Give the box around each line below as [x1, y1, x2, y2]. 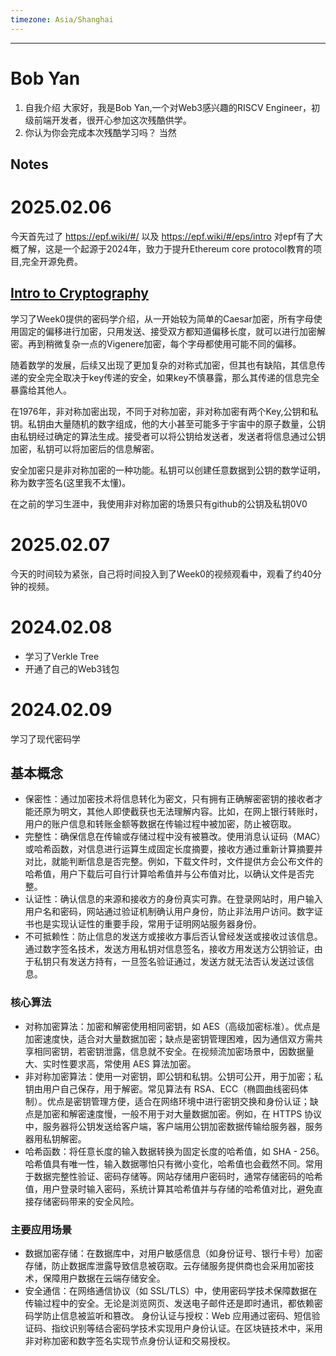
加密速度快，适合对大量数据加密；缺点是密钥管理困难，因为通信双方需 [24, 1032, 315, 1045]
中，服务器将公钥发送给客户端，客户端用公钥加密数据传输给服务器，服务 [24, 1120, 323, 1132]
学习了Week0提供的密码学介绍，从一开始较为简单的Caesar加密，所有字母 [10, 312, 314, 325]
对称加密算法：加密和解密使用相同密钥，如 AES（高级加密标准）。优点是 [24, 1020, 321, 1032]
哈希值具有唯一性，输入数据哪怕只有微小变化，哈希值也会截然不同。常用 [24, 1157, 323, 1170]
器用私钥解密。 [24, 1132, 87, 1145]
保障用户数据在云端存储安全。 [42, 1272, 166, 1284]
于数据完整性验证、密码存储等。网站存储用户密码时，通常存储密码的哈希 [24, 1170, 323, 1182]
